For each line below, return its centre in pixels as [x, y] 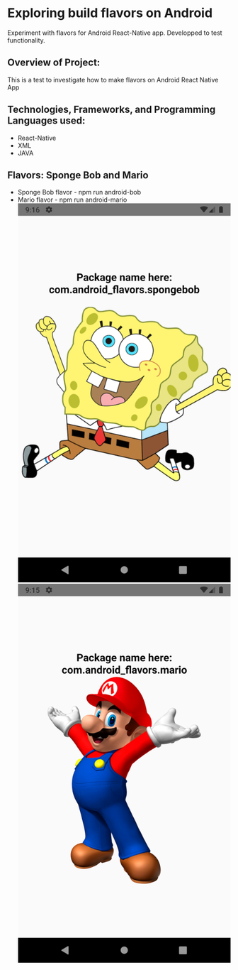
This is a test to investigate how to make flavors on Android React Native [113, 80]
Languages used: [46, 121]
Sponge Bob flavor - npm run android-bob [79, 192]
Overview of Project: [54, 63]
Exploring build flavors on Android [110, 13]
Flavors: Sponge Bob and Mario [78, 175]
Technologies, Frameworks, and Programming [112, 110]
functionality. [27, 40]
